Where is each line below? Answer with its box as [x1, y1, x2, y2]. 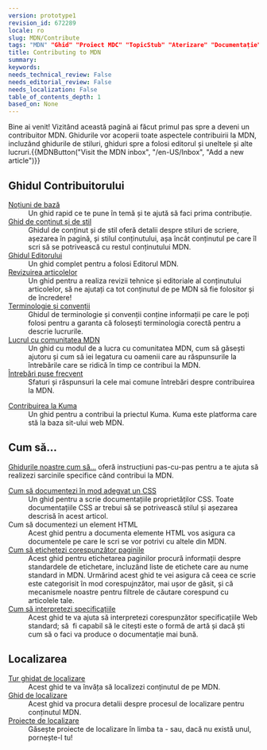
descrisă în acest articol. [28, 511, 109, 520]
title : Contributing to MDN [8, 48, 102, 56]
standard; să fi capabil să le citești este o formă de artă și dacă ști [28, 620, 245, 630]
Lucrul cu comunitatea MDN [8, 334, 101, 344]
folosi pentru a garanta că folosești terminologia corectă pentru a [28, 318, 241, 327]
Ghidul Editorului [8, 250, 63, 260]
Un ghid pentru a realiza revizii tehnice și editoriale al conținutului [28, 276, 242, 285]
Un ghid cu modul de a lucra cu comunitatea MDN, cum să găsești [28, 343, 245, 353]
